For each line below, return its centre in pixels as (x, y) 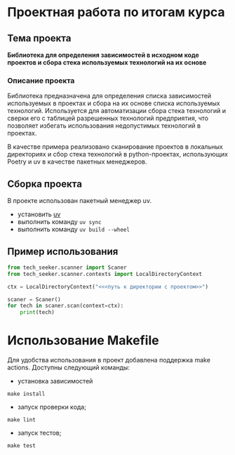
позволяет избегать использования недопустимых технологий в (104, 126)
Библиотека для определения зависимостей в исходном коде (103, 55)
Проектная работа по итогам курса (116, 12)
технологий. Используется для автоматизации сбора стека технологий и (117, 111)
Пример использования (63, 251)
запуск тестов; (39, 433)
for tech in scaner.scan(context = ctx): (66, 306)
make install (26, 394)
